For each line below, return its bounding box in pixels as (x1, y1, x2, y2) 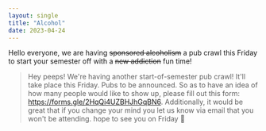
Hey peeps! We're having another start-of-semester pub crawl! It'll (27, 72, 246, 82)
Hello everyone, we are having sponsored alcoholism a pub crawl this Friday (8, 48, 258, 58)
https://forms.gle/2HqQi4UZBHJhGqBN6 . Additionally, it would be (27, 97, 244, 107)
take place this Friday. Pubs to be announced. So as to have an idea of (27, 80, 258, 90)
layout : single (8, 11, 59, 20)
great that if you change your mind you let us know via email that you (27, 106, 254, 115)
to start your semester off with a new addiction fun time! (8, 56, 192, 66)
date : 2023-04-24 (8, 26, 66, 34)
